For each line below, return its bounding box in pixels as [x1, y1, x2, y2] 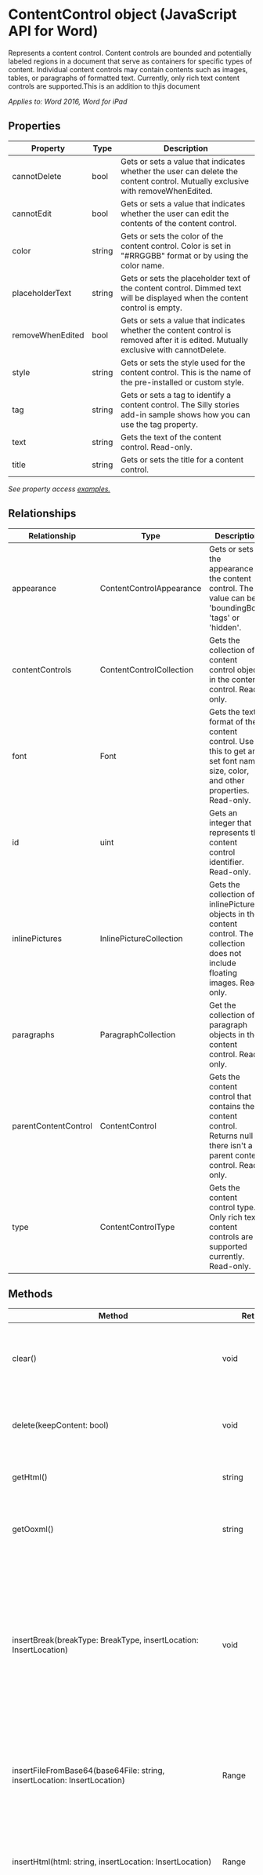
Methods [8, 1287, 53, 1300]
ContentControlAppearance [99, 582, 202, 593]
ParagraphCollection [99, 1029, 176, 1040]
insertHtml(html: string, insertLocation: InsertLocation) [12, 1856, 212, 1867]
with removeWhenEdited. [121, 185, 213, 196]
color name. [121, 260, 164, 271]
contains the [208, 1100, 255, 1111]
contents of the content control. [121, 217, 237, 228]
